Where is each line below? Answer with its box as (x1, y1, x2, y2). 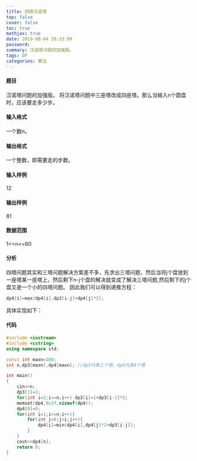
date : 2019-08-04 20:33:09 (6, 36, 73, 42)
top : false (6, 14, 33, 20)
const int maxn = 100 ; (6, 356, 57, 362)
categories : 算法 (6, 58, 47, 64)
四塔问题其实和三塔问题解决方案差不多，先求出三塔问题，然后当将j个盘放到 (6, 268, 189, 275)
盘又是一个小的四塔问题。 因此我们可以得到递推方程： (6, 283, 137, 290)
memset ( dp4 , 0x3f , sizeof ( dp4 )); (17, 400, 94, 406)
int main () (6, 373, 33, 379)
